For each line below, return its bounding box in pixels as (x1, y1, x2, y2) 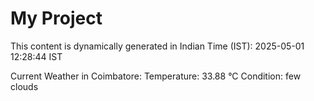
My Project (10, 7, 103, 30)
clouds (10, 80, 39, 92)
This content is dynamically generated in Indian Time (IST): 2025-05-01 (10, 40, 305, 52)
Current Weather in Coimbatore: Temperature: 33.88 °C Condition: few (10, 70, 302, 82)
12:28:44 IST (10, 50, 63, 62)
